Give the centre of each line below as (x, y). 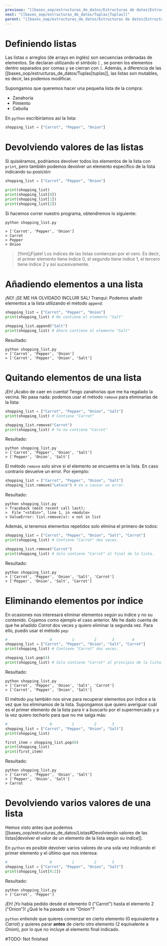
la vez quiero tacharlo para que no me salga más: (56, 715)
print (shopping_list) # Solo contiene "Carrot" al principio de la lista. (84, 663)
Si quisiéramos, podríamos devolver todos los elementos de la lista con (78, 161)
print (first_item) (24, 752)
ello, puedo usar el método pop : (37, 631)
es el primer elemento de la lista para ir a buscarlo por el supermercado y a (82, 709)
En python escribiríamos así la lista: (41, 118)
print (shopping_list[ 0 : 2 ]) (33, 871)
